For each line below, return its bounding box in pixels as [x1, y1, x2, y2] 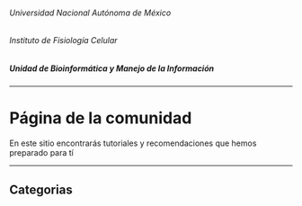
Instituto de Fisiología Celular [9, 35, 119, 46]
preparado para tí [9, 148, 74, 158]
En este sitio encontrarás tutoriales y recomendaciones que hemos [9, 138, 257, 148]
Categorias [9, 182, 74, 197]
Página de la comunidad [9, 108, 192, 129]
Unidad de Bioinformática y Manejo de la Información [9, 63, 214, 74]
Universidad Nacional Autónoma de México [9, 7, 172, 18]
